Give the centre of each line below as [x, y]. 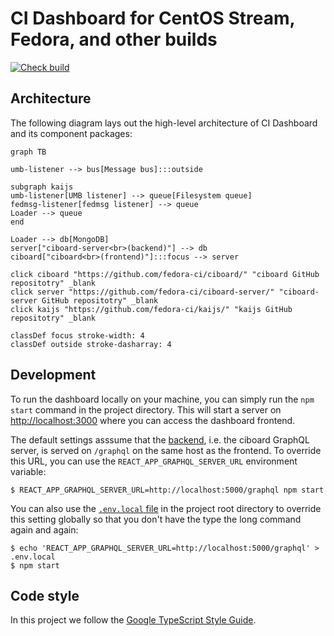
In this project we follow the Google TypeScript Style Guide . [133, 620]
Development [53, 375]
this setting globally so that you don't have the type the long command [156, 519]
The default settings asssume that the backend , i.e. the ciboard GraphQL [160, 439]
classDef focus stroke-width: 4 [77, 335]
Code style [45, 595]
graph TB [28, 152]
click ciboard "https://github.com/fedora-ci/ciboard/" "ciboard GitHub [165, 274]
